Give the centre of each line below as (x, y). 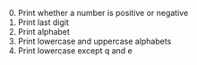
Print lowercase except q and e (75, 51)
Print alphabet (43, 32)
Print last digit (43, 22)
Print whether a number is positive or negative (103, 13)
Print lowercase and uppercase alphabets (94, 41)
